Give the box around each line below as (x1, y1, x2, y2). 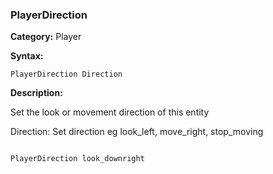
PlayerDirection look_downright (10, 154, 145, 164)
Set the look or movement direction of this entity (10, 106, 210, 118)
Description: (10, 87, 63, 99)
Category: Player (10, 31, 82, 43)
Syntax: (10, 50, 44, 62)
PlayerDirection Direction (10, 69, 123, 80)
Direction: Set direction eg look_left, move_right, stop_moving (10, 126, 264, 138)
